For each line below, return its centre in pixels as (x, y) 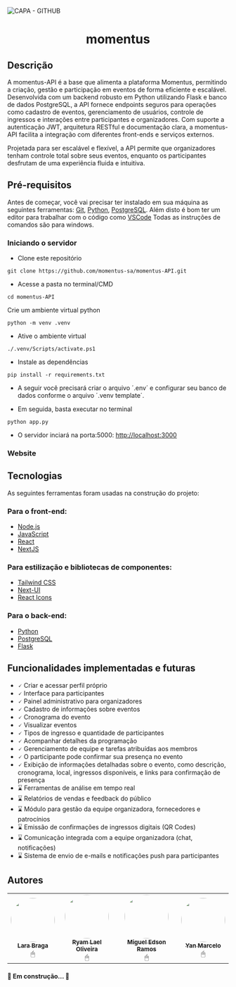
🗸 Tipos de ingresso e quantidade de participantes (91, 733)
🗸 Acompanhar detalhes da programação (77, 741)
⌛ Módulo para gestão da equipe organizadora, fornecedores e (109, 809)
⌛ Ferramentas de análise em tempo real (76, 788)
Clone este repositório (50, 258)
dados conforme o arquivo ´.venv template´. (81, 396)
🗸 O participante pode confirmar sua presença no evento (100, 756)
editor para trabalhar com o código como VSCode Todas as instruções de (114, 217)
